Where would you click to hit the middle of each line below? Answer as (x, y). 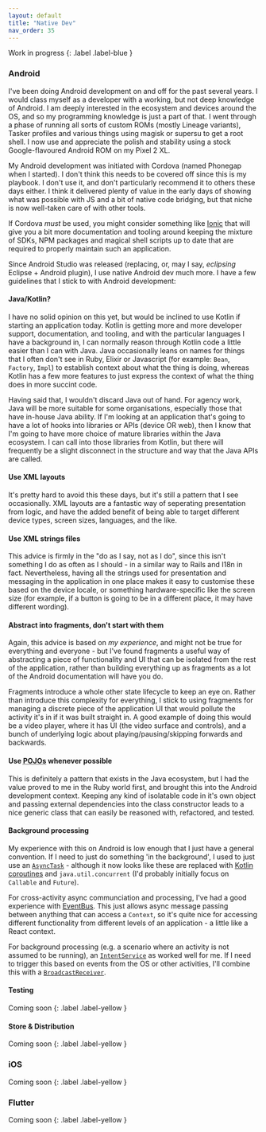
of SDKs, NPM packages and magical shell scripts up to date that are (121, 240)
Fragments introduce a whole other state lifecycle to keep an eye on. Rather (132, 692)
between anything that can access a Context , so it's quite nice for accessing (133, 914)
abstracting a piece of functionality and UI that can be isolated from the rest (132, 659)
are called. (25, 459)
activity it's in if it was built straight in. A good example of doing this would (130, 718)
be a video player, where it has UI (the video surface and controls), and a (127, 725)
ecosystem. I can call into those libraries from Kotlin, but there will (116, 442)
